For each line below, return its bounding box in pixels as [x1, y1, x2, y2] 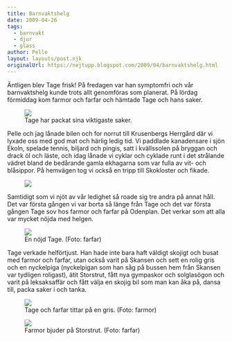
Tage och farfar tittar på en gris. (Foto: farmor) [24, 306, 157, 314]
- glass [13, 42, 36, 49]
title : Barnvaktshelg [7, 10, 70, 17]
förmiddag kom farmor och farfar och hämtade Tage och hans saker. [7, 95, 203, 104]
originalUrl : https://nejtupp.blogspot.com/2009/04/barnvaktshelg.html [7, 62, 218, 69]
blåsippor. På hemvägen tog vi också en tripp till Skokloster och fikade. [7, 166, 210, 174]
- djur [13, 36, 33, 43]
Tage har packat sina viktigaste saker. [24, 116, 132, 124]
